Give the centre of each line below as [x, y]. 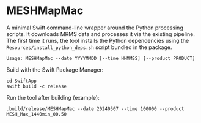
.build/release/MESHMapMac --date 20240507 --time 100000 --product [95, 109]
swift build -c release [37, 86]
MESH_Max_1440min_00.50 [37, 114]
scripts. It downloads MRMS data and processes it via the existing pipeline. [101, 34]
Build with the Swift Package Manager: [55, 69]
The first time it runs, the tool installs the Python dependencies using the [98, 40]
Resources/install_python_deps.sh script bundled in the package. [89, 47]
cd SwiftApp [21, 81]
